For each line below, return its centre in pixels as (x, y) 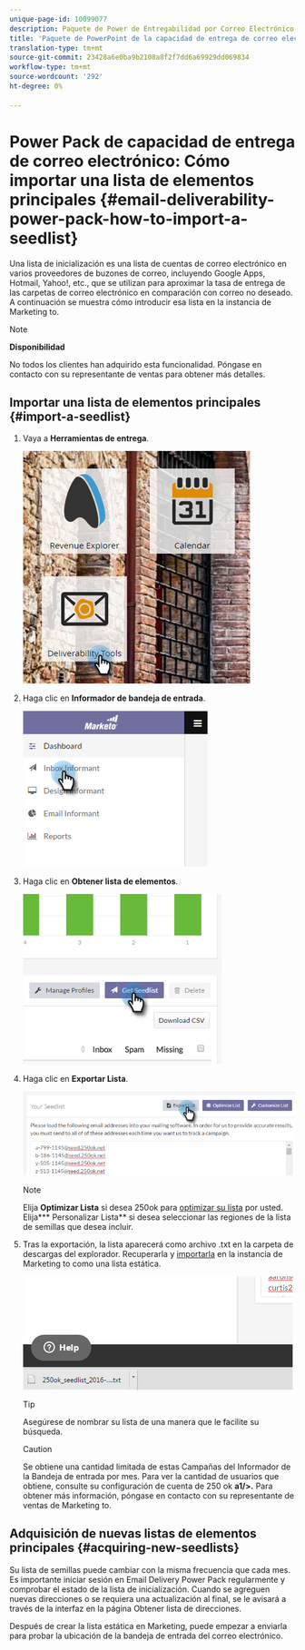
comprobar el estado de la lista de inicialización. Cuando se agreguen (140, 1589)
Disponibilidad (37, 347)
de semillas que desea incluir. (78, 1226)
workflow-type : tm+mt (50, 67)
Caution (37, 1449)
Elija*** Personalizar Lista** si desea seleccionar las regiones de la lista (157, 1217)
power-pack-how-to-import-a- (128, 219)
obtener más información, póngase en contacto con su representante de (158, 1495)
